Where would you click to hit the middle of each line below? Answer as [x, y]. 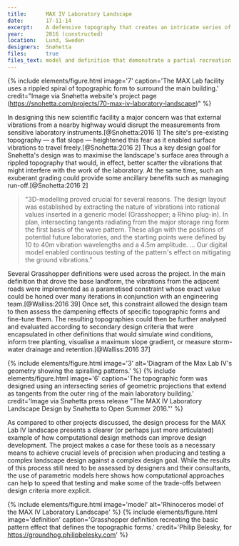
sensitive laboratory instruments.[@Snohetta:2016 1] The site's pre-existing [118, 132]
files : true [33, 54]
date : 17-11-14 [40, 21]
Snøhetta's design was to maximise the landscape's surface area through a [118, 155]
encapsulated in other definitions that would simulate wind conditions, [110, 334]
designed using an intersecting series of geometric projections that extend [117, 386]
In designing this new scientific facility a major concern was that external [115, 117]
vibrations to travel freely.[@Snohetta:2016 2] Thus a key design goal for [114, 148]
